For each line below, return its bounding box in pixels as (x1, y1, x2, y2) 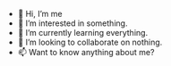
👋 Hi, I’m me (17, 9, 63, 19)
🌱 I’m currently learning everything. (17, 28, 149, 37)
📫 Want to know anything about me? (17, 47, 155, 57)
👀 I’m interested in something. (17, 18, 128, 29)
